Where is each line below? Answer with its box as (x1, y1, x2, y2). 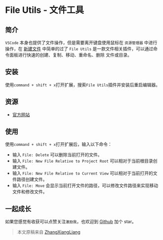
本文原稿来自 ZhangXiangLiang (17, 229, 81, 235)
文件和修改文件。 (12, 189, 47, 195)
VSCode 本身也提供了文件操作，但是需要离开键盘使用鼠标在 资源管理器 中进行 (5, 40, 158, 45)
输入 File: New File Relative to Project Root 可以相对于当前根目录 (12, 158, 153, 164)
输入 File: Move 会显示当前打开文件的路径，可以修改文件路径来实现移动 (12, 183, 159, 189)
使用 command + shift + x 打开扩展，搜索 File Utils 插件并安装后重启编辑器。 (5, 82, 161, 88)
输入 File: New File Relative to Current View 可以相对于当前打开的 (12, 171, 153, 176)
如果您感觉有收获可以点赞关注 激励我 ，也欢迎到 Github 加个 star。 (5, 219, 137, 225)
